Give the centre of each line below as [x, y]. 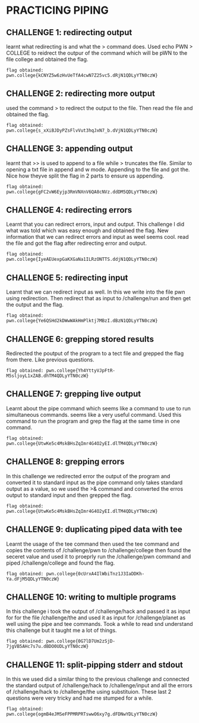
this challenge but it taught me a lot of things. [61, 630]
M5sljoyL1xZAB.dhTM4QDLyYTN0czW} [48, 376]
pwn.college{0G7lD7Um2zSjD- [81, 641]
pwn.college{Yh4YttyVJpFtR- [81, 371]
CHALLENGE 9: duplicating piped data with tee [94, 530]
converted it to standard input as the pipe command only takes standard [94, 482]
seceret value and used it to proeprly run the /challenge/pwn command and [99, 556]
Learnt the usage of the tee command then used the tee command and [93, 544]
